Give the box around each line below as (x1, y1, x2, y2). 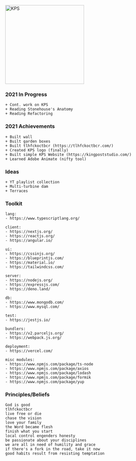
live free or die (5, 412, 42, 417)
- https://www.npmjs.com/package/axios (5, 366, 89, 371)
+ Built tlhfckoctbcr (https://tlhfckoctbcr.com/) (5, 143, 114, 148)
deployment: (5, 344, 30, 349)
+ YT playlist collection (5, 179, 59, 184)
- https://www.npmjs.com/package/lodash (5, 371, 92, 376)
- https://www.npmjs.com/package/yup (5, 379, 85, 385)
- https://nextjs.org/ (5, 229, 53, 234)
